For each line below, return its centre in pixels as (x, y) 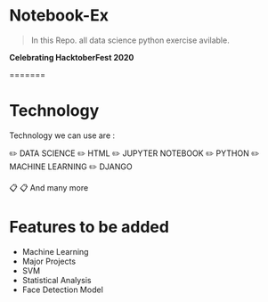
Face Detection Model (63, 290)
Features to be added (89, 227)
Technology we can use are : (62, 135)
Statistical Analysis (57, 280)
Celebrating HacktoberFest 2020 (72, 57)
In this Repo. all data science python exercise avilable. (130, 40)
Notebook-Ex (59, 16)
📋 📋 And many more (49, 187)
